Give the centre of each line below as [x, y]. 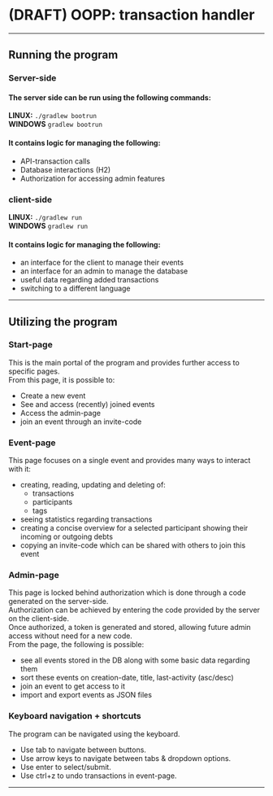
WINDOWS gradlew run [48, 225]
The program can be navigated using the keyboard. [94, 733]
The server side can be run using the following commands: [110, 97]
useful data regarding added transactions [89, 280]
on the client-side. [39, 619]
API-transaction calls [55, 161]
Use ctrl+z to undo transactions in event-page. [98, 776]
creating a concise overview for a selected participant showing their [134, 528]
